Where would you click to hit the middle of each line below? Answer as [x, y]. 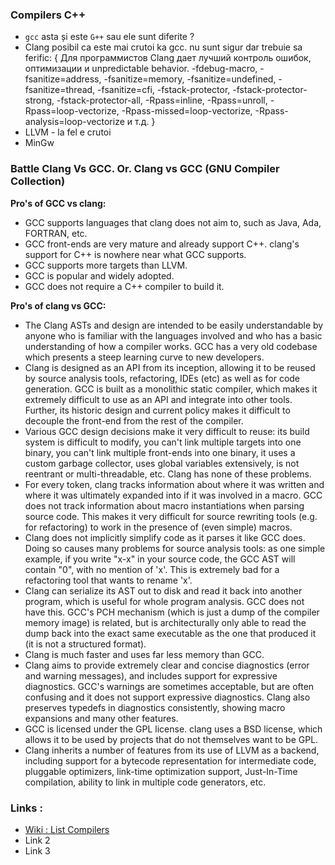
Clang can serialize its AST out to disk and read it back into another [163, 590]
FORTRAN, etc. [56, 233]
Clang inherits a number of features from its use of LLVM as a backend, [172, 750]
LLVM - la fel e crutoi [68, 132]
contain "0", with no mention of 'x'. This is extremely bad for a [152, 569]
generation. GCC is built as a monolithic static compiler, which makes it [171, 389]
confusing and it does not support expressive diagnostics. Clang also [167, 697]
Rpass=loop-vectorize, [72, 111]
